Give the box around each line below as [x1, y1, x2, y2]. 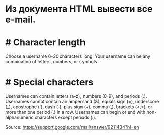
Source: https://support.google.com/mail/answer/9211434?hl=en [5, 124, 139, 130]
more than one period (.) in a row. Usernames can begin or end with [5, 109, 146, 115]
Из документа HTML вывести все [5, 3, 153, 15]
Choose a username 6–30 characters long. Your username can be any [5, 53, 151, 59]
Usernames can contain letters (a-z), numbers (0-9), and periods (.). [5, 93, 147, 99]
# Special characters [5, 77, 94, 88]
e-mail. [5, 14, 36, 25]
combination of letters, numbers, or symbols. [5, 59, 99, 65]
